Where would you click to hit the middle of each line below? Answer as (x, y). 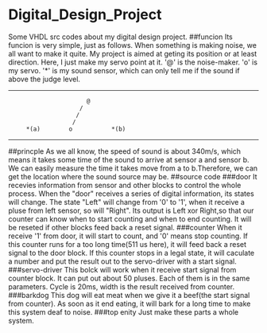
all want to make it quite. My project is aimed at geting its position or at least (133, 53)
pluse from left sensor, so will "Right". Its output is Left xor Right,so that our (131, 210)
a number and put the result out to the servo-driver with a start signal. (122, 261)
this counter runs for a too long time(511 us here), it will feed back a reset (128, 244)
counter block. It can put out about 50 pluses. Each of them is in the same (129, 278)
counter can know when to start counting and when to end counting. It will (130, 219)
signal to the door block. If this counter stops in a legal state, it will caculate (132, 253)
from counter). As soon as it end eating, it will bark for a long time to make (130, 304)
